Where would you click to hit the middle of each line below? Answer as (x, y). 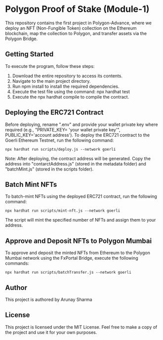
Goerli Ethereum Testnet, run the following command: (60, 140)
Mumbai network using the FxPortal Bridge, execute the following (72, 258)
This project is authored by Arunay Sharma (49, 299)
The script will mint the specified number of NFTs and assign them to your (81, 220)
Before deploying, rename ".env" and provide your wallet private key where (81, 124)
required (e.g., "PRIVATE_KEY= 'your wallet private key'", (63, 129)
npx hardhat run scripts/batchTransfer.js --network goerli (68, 273)
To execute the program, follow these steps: (50, 66)
